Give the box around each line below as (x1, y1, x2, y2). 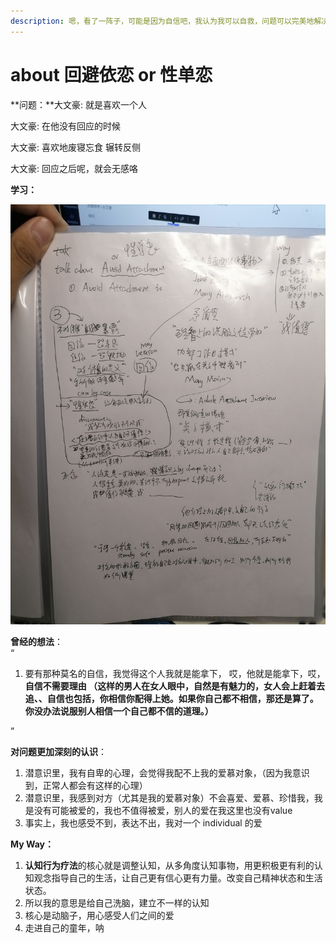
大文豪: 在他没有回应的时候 (10, 120, 121, 132)
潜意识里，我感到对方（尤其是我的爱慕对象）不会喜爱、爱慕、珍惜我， (24, 791, 315, 804)
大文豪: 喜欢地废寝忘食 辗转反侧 (10, 141, 141, 153)
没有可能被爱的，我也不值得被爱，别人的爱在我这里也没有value (33, 804, 293, 816)
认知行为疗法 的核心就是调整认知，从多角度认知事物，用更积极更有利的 (24, 859, 315, 871)
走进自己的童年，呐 (24, 921, 105, 934)
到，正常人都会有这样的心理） (24, 779, 148, 791)
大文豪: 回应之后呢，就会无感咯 (10, 162, 138, 174)
